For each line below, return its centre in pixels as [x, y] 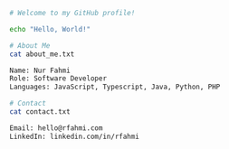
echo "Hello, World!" [50, 29]
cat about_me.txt [42, 54]
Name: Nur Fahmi [40, 70]
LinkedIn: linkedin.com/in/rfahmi [75, 136]
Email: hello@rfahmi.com [56, 128]
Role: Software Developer [58, 79]
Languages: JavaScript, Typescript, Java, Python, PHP [115, 87]
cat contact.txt [40, 112]
